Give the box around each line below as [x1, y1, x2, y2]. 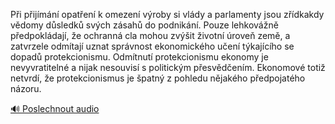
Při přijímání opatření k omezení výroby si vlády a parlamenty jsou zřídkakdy [10, 9, 325, 20]
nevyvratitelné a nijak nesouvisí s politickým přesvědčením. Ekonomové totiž [10, 62, 326, 73]
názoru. [10, 83, 42, 94]
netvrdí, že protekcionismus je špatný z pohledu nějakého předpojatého [10, 72, 306, 84]
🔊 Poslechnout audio [10, 103, 100, 114]
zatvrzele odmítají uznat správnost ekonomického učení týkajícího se [10, 40, 295, 52]
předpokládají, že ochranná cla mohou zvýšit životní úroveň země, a [10, 30, 291, 41]
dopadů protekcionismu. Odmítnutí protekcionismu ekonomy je [10, 51, 269, 63]
